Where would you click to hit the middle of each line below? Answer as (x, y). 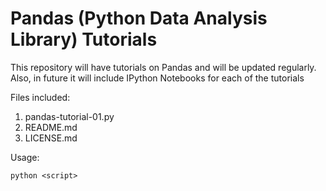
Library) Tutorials (84, 39)
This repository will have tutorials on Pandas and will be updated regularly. (163, 67)
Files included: (40, 97)
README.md (51, 127)
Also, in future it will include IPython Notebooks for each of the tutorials (157, 78)
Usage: (25, 157)
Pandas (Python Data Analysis (139, 18)
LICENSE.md (51, 138)
